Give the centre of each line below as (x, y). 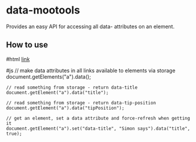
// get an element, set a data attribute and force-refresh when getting (98, 118)
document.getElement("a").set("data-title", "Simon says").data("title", (98, 129)
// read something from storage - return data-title (72, 87)
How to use (27, 45)
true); (14, 133)
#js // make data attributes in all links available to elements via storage (91, 70)
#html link (18, 59)
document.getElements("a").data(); (48, 76)
